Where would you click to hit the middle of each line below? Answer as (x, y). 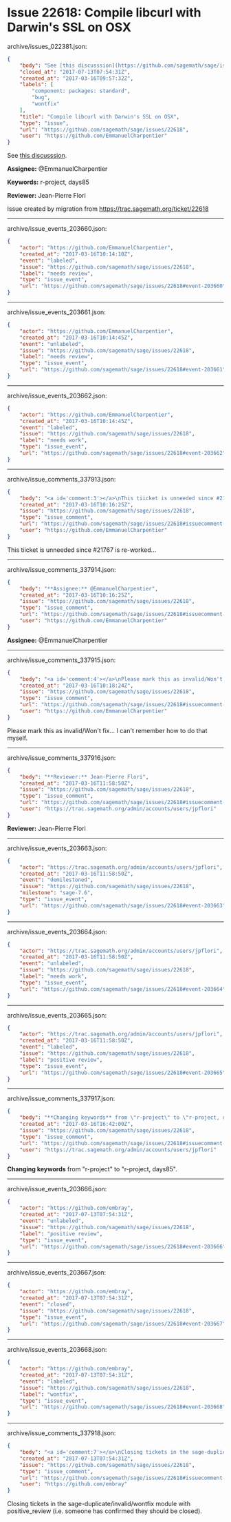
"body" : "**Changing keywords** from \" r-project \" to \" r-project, (120, 1118)
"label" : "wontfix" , (49, 1394)
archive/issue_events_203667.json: (57, 1273)
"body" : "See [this (47, 65)
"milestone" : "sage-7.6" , (57, 893)
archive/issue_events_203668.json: (57, 1350)
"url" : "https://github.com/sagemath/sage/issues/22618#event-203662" (123, 453)
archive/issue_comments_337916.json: (62, 758)
